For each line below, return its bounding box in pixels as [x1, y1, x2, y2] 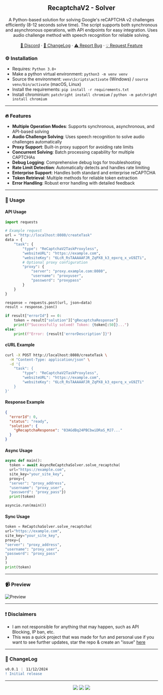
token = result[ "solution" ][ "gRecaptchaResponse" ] [14, 318, 118, 323]
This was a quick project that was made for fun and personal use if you [12, 634, 154, 640]
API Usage [5, 208, 27, 215]
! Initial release [5, 671, 42, 676]
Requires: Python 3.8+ [12, 66, 57, 72]
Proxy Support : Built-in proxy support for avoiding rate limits [12, 144, 133, 150]
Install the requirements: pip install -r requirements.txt [12, 87, 130, 93]
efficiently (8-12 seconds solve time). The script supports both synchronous [5, 22, 158, 28]
